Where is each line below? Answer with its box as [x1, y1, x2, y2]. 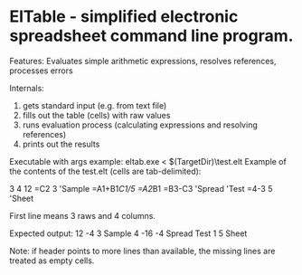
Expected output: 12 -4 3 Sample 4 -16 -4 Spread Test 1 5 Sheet [9, 228, 248, 239]
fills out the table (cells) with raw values [22, 109, 171, 120]
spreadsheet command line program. [9, 25, 294, 46]
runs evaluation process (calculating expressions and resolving [22, 119, 258, 130]
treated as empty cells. [9, 255, 95, 266]
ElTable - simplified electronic [9, 6, 239, 27]
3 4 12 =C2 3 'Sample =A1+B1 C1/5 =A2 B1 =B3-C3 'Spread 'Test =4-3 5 [9, 183, 273, 194]
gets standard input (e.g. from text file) [22, 100, 167, 110]
